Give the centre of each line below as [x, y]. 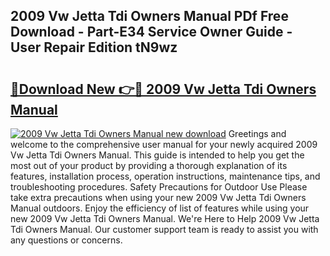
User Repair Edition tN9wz [94, 47]
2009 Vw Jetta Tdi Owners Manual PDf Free [149, 16]
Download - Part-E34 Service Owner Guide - [151, 32]
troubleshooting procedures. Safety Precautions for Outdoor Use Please [159, 187]
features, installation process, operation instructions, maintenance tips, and [165, 176]
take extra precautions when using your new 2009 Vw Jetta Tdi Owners [158, 197]
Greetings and [257, 133]
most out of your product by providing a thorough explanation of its [149, 165]
